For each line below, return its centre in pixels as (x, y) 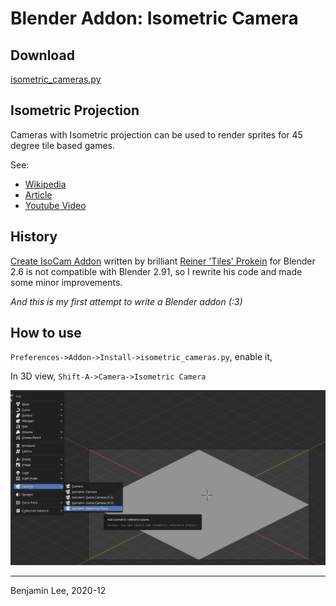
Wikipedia (45, 184)
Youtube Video (55, 205)
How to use (46, 333)
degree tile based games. (63, 145)
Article (38, 194)
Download (42, 55)
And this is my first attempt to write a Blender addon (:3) (126, 301)
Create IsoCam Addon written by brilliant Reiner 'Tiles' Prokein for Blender (163, 261)
